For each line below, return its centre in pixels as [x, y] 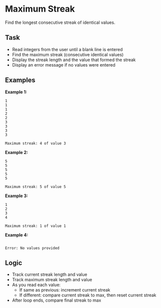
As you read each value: [36, 285]
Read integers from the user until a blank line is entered [67, 49]
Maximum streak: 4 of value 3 [36, 143]
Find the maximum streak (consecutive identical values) [68, 54]
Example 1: [16, 92]
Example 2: [16, 152]
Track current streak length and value [49, 274]
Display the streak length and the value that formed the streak [74, 60]
